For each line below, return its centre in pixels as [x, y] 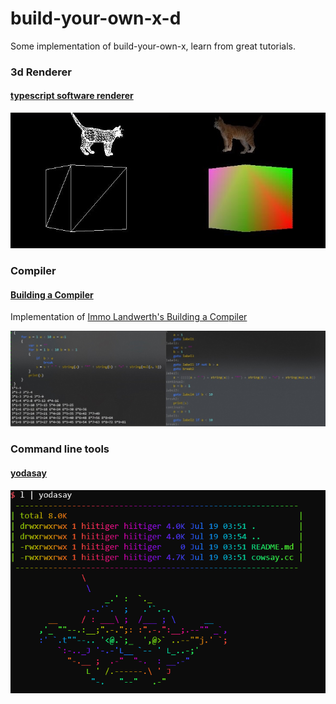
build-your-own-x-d [96, 18]
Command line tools [60, 449]
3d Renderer [41, 72]
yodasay [28, 473]
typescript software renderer [72, 96]
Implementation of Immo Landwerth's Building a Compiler [129, 317]
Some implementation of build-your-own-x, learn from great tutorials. [153, 46]
